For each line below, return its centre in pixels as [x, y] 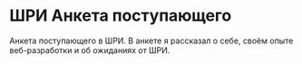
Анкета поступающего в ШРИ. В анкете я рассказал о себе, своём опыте [151, 41]
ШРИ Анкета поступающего [121, 16]
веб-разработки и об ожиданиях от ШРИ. [90, 50]
